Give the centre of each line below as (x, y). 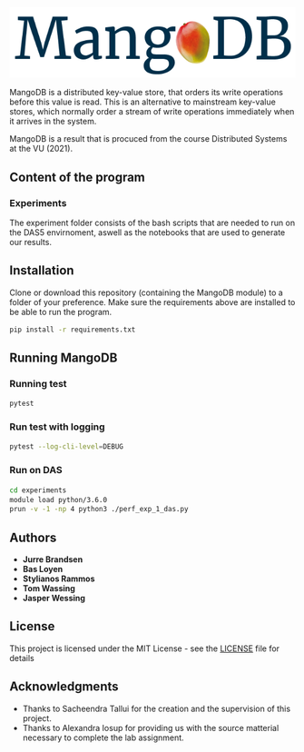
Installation (42, 271)
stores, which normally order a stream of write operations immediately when (152, 112)
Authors (33, 537)
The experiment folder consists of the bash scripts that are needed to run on (152, 223)
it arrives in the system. (53, 122)
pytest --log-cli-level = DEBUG (67, 447)
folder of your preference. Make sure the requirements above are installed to (152, 302)
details (22, 658)
